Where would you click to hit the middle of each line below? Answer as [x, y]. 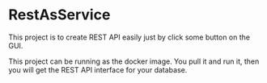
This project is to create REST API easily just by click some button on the [129, 37]
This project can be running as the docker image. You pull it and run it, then [134, 61]
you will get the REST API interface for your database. [98, 69]
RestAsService [59, 15]
